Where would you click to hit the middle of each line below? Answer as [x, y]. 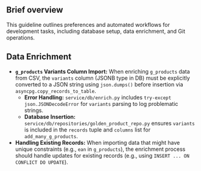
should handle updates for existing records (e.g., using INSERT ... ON [102, 155]
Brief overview [35, 10]
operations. [21, 37]
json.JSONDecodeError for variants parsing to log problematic [101, 103]
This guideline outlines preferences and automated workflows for [88, 24]
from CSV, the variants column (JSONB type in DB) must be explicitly [102, 78]
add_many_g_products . [51, 136]
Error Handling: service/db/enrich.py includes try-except [98, 97]
